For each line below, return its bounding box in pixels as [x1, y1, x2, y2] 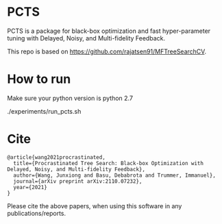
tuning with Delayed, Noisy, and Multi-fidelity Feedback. [7, 34, 166, 42]
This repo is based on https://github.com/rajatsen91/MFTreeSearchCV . [7, 47, 207, 55]
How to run [7, 71, 71, 87]
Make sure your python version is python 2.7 [7, 94, 134, 102]
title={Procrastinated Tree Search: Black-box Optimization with [13, 160, 204, 166]
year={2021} [13, 184, 48, 190]
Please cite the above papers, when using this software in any [7, 201, 182, 210]
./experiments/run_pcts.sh [7, 107, 82, 115]
